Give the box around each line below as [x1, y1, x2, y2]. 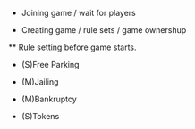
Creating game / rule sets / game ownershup [21, 25, 187, 35]
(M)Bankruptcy [21, 93, 77, 104]
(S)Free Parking [21, 60, 80, 69]
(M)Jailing [21, 77, 59, 87]
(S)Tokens [21, 111, 60, 121]
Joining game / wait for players [21, 8, 136, 18]
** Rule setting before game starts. [8, 42, 137, 52]
